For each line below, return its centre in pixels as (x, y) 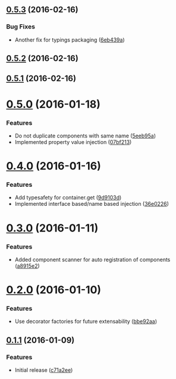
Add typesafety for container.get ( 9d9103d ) (68, 198)
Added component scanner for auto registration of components (92, 259)
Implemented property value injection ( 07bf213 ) (73, 142)
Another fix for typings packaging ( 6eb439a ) (70, 40)
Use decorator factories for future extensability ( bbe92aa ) (86, 321)
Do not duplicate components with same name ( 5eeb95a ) (85, 136)
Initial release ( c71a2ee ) (44, 370)
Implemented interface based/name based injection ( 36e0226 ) (92, 204)
